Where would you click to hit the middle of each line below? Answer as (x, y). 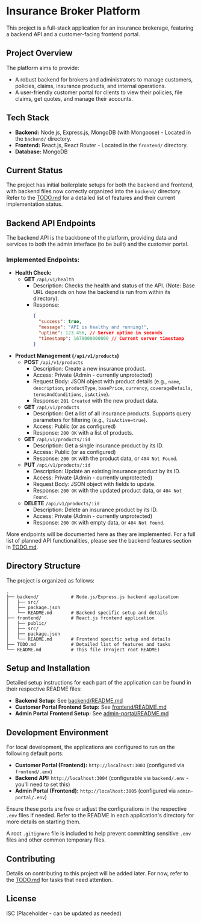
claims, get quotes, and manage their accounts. (74, 98)
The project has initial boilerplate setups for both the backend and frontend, (100, 185)
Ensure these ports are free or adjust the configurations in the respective (97, 809)
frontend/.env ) (33, 771)
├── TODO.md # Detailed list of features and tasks (88, 644)
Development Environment (57, 733)
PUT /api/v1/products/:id (57, 465)
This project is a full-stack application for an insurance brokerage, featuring (100, 28)
